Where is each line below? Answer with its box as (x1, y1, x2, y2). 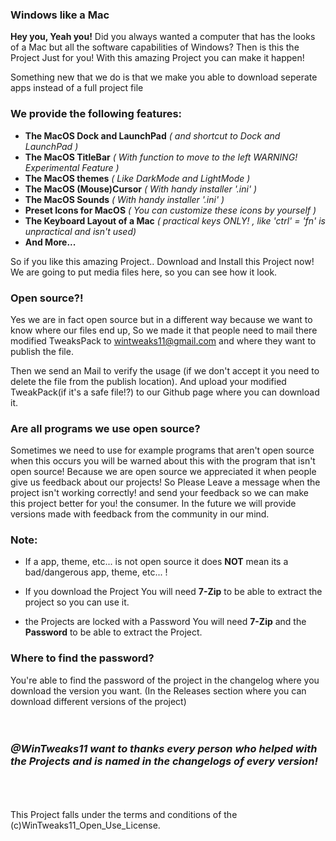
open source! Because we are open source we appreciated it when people (10, 466, 317, 478)
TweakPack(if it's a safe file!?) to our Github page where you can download (10, 386, 320, 398)
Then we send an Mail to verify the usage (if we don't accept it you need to (10, 364, 320, 377)
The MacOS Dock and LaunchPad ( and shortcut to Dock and (24, 129, 281, 142)
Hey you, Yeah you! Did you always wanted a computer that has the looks (10, 31, 316, 43)
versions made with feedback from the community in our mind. (10, 508, 270, 520)
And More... (24, 236, 77, 248)
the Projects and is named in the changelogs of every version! (10, 754, 319, 768)
